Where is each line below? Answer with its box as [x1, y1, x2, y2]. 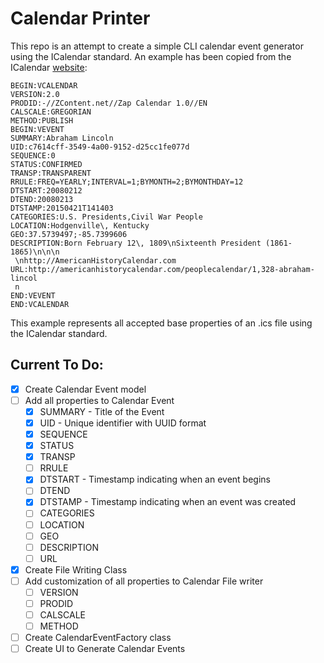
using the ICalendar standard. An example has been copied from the [10, 50, 292, 62]
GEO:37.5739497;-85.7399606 [10, 229, 128, 239]
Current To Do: [10, 357, 104, 374]
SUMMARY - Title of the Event [39, 405, 165, 417]
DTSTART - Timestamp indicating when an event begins [39, 473, 271, 486]
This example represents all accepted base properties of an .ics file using [10, 317, 313, 329]
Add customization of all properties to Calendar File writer [24, 575, 264, 587]
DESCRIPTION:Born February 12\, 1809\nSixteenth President [10, 238, 262, 248]
